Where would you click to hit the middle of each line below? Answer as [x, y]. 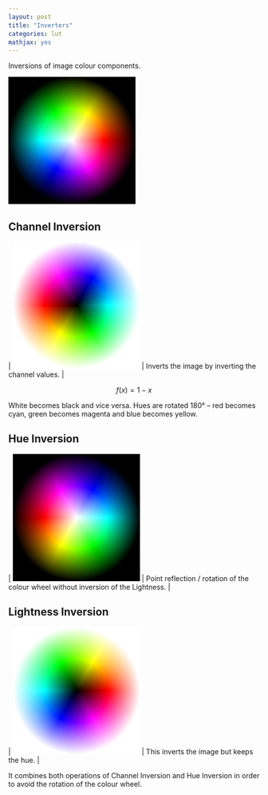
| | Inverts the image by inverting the [132, 366]
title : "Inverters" [41, 25]
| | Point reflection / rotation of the [129, 578]
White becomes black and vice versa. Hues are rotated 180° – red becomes [132, 405]
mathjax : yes [30, 42]
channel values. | [36, 374]
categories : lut [35, 34]
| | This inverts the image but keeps [131, 751]
